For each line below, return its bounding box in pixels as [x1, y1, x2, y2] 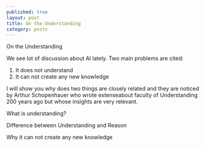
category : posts [6, 26, 48, 32]
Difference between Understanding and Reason [6, 122, 127, 129]
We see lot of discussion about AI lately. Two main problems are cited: [6, 55, 184, 62]
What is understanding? [6, 110, 66, 117]
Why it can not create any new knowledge [6, 134, 113, 141]
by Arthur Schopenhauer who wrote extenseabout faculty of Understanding [6, 91, 198, 99]
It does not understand [15, 67, 74, 74]
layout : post [6, 15, 40, 21]
